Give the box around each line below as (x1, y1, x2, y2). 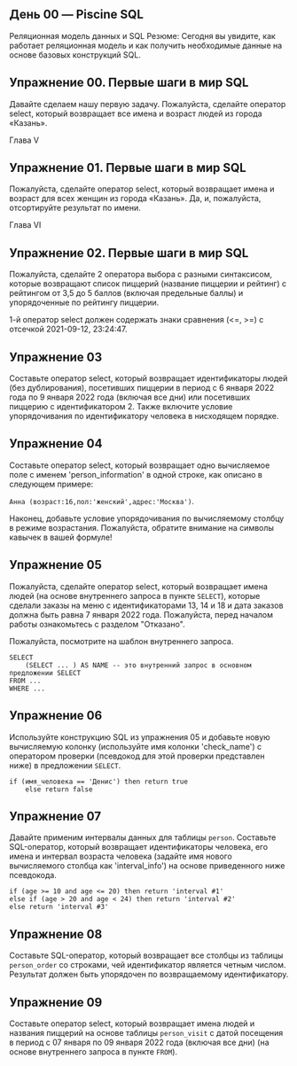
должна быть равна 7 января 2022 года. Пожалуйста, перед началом (9, 609, 273, 619)
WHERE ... (9, 684, 46, 693)
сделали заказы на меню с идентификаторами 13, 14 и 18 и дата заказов (9, 600, 284, 611)
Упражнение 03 (9, 349, 103, 364)
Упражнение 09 (9, 994, 103, 1009)
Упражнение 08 (9, 926, 103, 942)
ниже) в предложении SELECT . (9, 759, 121, 770)
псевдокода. (9, 870, 58, 881)
